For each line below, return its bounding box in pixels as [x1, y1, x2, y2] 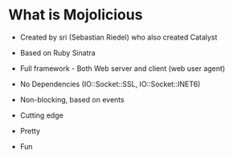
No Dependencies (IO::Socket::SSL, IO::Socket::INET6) [19, 79, 201, 89]
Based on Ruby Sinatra [19, 48, 96, 57]
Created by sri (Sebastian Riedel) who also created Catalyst [19, 32, 218, 42]
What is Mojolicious [8, 6, 143, 24]
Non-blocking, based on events [19, 94, 125, 104]
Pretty [19, 126, 41, 135]
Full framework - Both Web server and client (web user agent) [19, 63, 226, 73]
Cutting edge [19, 110, 64, 120]
